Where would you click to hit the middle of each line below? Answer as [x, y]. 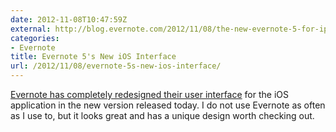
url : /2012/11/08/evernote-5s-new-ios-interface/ [116, 66]
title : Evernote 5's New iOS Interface [93, 57]
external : [31, 29]
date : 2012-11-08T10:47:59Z [69, 19]
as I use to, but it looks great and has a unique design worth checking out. [162, 115]
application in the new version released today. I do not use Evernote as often [168, 105]
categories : [35, 38]
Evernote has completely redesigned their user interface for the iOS [149, 94]
